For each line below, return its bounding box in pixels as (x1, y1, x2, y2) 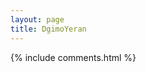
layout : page (10, 14, 65, 25)
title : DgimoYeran (10, 24, 87, 34)
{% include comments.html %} (10, 51, 137, 63)
